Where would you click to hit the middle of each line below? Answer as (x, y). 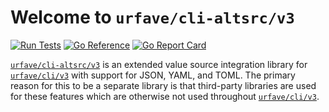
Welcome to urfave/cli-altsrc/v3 (152, 17)
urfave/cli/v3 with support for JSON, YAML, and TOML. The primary (153, 75)
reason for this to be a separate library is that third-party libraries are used (163, 85)
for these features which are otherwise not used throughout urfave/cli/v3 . (165, 96)
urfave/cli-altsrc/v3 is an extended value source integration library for (159, 64)
